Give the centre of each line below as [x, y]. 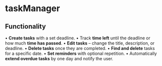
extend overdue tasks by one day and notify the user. [59, 58]
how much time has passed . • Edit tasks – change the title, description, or [80, 43]
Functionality [26, 26]
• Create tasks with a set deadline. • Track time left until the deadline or [78, 38]
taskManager [33, 8]
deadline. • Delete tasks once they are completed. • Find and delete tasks [80, 48]
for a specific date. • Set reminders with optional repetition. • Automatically [81, 53]
